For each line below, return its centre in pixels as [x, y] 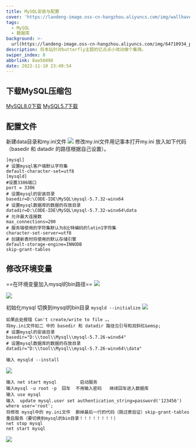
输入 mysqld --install [33, 360]
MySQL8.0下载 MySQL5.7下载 [42, 106]
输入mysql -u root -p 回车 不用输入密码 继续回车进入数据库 [77, 388]
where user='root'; [30, 406]
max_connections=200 [31, 222]
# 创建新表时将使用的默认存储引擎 [41, 239]
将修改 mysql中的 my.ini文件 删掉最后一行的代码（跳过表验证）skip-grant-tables [98, 412]
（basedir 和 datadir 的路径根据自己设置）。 [58, 149]
